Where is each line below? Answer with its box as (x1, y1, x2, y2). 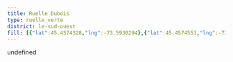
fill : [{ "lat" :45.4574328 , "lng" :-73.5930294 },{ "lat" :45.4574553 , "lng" (7, 29, 216, 37)
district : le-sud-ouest (7, 23, 76, 30)
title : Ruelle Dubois (7, 10, 70, 17)
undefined (7, 48, 37, 56)
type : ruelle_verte (7, 17, 64, 23)
